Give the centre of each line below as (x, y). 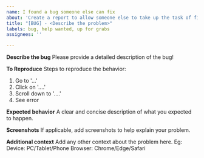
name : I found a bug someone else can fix (61, 12)
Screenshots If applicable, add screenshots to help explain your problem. (98, 130)
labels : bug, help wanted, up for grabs (58, 29)
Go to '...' (26, 81)
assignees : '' (24, 35)
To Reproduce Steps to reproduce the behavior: (66, 69)
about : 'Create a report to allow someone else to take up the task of (99, 18)
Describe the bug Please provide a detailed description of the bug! (90, 57)
